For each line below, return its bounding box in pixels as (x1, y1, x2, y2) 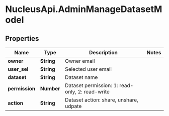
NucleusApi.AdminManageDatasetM (5, 4, 162, 15)
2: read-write (77, 88, 110, 95)
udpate (65, 103, 82, 109)
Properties (5, 34, 39, 43)
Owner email (65, 58, 95, 64)
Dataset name (65, 74, 98, 81)
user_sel (8, 66, 29, 72)
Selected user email (65, 66, 112, 72)
